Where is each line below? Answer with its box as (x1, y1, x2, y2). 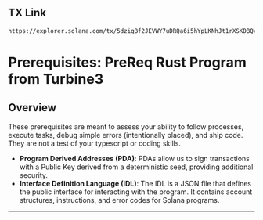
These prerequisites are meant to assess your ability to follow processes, (8, 121, 244, 132)
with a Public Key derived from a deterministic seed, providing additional (19, 162, 254, 171)
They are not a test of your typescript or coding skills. (8, 139, 182, 148)
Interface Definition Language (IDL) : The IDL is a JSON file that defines (19, 179, 252, 188)
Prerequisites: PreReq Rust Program (8, 53, 247, 71)
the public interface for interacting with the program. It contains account (19, 187, 253, 197)
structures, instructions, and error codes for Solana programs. (19, 195, 220, 204)
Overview (8, 101, 57, 114)
